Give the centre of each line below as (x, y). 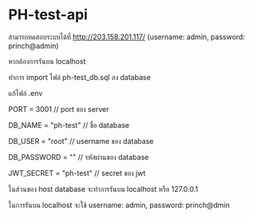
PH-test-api (48, 15)
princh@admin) (34, 46)
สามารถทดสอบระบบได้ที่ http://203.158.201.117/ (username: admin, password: (127, 37)
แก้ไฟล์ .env (26, 93)
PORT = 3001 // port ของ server (59, 109)
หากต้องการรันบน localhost (47, 61)
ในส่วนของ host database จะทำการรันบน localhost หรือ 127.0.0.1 (103, 188)
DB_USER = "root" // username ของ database (81, 141)
